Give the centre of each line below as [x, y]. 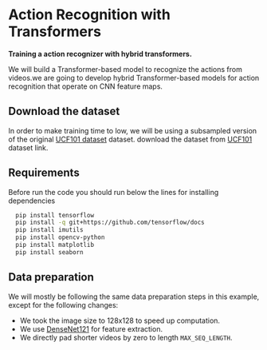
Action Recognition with [90, 15]
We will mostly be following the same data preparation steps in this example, [134, 296]
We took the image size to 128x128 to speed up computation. [120, 320]
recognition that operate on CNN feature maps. [86, 86]
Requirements [44, 173]
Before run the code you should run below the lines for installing [114, 192]
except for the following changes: [63, 304]
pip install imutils [49, 230]
